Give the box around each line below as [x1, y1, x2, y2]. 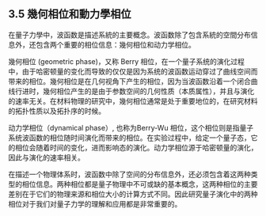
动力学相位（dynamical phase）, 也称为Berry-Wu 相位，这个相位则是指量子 [8, 123, 254, 132]
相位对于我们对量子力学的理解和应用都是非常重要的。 [8, 199, 182, 208]
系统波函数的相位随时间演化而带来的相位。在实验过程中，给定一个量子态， [8, 133, 251, 142]
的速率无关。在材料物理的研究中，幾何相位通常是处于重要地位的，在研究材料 [8, 96, 258, 105]
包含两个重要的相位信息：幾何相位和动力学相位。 [35, 40, 196, 49]
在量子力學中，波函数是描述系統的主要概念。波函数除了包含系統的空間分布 [8, 30, 251, 40]
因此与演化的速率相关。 [8, 153, 85, 162]
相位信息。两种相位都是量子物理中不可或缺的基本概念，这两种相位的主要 [21, 179, 258, 188]
